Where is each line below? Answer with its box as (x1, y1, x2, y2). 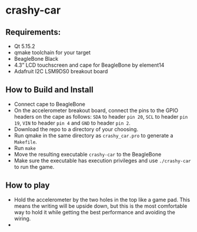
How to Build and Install (5, 85, 94, 95)
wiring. (14, 215, 31, 222)
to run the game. (14, 163, 55, 170)
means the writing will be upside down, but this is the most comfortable (14, 202, 188, 210)
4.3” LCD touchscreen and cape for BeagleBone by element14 (14, 61, 165, 68)
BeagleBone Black (14, 55, 59, 62)
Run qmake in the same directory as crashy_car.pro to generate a (14, 132, 173, 139)
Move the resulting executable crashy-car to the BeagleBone (14, 151, 162, 158)
